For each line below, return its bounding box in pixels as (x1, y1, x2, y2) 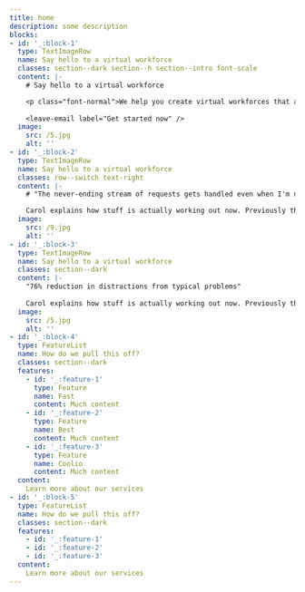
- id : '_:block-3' (9, 239, 79, 249)
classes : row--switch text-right (17, 173, 144, 182)
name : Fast (33, 392, 75, 401)
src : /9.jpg (25, 223, 71, 232)
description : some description (9, 22, 128, 31)
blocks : (9, 30, 39, 39)
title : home (9, 13, 54, 23)
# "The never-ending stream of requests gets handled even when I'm (25, 189, 290, 199)
